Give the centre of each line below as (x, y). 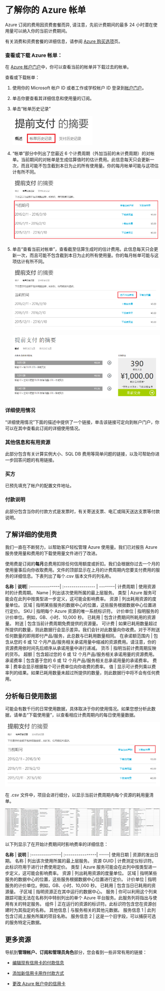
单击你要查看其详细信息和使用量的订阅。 (53, 99)
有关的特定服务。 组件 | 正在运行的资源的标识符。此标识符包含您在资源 (81, 904)
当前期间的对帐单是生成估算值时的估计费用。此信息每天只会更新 (85, 160)
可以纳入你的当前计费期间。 (41, 31)
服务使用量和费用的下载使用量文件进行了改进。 (52, 553)
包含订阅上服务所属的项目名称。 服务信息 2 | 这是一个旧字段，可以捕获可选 (81, 916)
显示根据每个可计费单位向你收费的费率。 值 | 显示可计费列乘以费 (91, 667)
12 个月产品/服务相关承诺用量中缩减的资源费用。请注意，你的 (94, 642)
